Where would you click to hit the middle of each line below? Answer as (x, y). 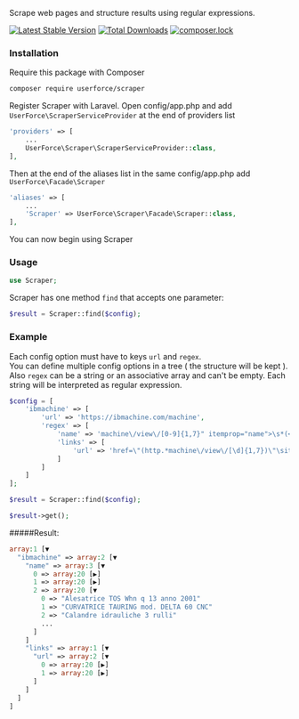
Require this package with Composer (77, 73)
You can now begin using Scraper (71, 239)
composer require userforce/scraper (77, 89)
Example (28, 337)
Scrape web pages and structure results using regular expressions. (132, 13)
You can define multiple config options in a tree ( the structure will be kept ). (149, 366)
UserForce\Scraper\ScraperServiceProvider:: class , (121, 148)
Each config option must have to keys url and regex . (105, 356)
